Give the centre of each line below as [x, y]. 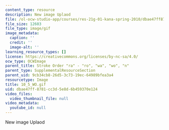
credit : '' [21, 43]
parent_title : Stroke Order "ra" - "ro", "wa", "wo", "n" [67, 66]
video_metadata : [22, 103]
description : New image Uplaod [38, 15]
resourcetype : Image [27, 80]
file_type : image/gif [28, 29]
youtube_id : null [28, 108]
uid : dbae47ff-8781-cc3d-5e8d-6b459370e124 [52, 89]
